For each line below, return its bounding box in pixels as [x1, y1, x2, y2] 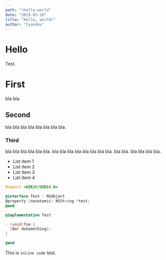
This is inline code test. [5, 250, 56, 256]
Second [5, 111, 31, 119]
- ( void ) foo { [5, 222, 36, 227]
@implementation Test [5, 212, 52, 218]
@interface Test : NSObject [5, 194, 65, 199]
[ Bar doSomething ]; [10, 226, 52, 232]
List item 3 [12, 169, 35, 176]
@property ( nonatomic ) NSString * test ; [5, 198, 90, 204]
